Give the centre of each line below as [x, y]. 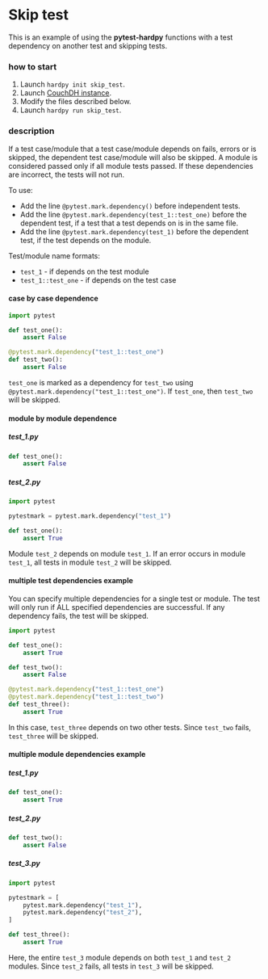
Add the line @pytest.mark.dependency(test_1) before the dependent [134, 231]
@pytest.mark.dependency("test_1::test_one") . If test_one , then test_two [131, 391]
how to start [33, 66]
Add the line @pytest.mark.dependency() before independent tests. [130, 206]
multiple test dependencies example [71, 581]
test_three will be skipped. [54, 736]
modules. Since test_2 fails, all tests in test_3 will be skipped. [111, 966]
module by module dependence [63, 418]
